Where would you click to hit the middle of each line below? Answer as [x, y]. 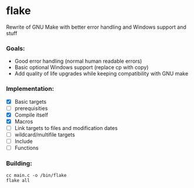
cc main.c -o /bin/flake [36, 176]
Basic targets [30, 101]
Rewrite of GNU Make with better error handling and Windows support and [96, 27]
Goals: [16, 48]
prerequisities [31, 108]
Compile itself [31, 115]
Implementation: [30, 89]
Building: [19, 163]
